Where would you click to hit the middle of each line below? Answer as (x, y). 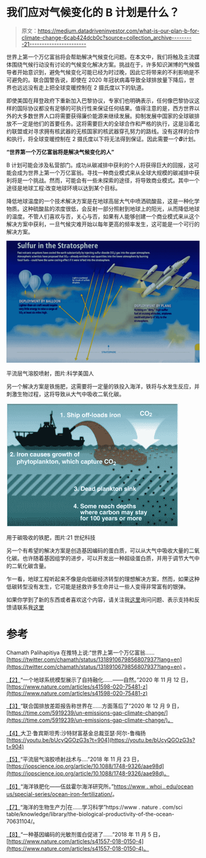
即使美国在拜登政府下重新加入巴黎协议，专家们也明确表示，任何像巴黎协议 (100, 100)
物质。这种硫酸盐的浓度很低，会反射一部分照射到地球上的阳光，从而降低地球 (103, 209)
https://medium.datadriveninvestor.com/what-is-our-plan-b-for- (119, 31)
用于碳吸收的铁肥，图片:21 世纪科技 (51, 537)
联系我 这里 (30, 607)
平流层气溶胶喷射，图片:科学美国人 (50, 373)
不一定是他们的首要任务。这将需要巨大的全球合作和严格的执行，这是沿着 (103, 123)
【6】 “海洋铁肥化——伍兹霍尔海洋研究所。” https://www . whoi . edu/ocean (100, 786)
